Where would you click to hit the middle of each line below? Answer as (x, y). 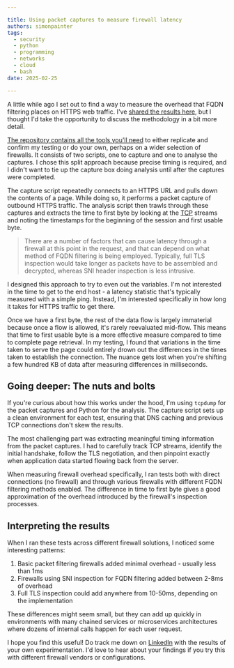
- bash (23, 71)
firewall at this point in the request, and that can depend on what (117, 248)
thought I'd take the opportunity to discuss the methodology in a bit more (112, 119)
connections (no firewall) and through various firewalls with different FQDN (115, 482)
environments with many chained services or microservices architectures (112, 622)
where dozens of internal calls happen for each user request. (95, 629)
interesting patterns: (36, 550)
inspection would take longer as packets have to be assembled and (121, 263)
